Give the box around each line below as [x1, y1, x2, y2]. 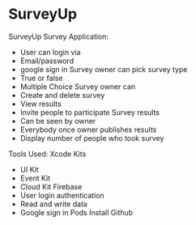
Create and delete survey [19, 90, 105, 100]
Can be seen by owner [19, 116, 96, 125]
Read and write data [19, 199, 87, 209]
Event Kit [19, 173, 51, 183]
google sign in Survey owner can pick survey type [19, 64, 188, 74]
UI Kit [19, 164, 39, 174]
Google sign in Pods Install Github [19, 207, 134, 217]
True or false [19, 73, 63, 83]
